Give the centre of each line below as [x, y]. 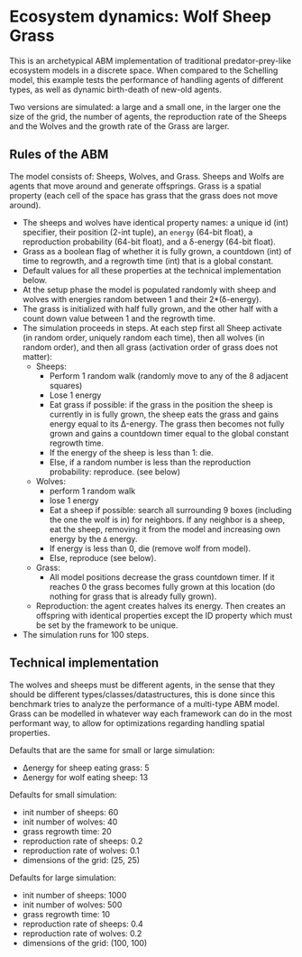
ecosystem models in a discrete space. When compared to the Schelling [144, 70]
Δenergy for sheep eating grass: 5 [86, 768]
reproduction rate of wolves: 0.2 [82, 933]
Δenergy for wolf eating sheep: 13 [85, 777]
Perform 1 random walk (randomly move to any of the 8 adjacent [169, 375]
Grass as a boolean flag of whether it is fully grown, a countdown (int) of [157, 251]
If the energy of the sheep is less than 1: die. [131, 452]
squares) [66, 385]
